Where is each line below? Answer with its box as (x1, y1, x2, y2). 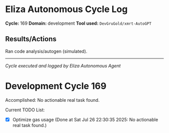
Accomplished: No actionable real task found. (5, 97, 100, 103)
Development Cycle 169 (5, 80, 107, 92)
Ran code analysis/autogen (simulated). (5, 48, 88, 54)
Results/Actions (5, 35, 57, 43)
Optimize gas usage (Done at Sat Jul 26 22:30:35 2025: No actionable (12, 116, 158, 122)
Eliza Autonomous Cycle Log (5, 4, 128, 15)
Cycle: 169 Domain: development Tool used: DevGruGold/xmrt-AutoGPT (5, 20, 152, 26)
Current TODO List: (5, 107, 45, 113)
